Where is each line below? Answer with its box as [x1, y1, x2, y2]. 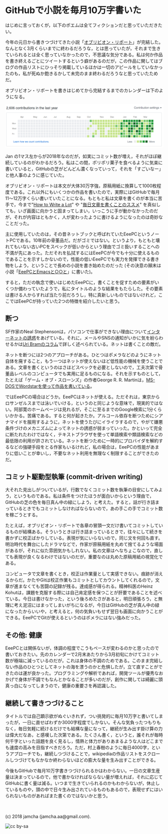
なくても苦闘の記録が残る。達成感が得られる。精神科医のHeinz [22, 583, 153, 590]
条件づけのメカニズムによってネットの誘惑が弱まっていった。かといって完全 [5, 425, 162, 431]
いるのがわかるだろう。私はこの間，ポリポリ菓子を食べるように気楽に [18, 159, 163, 166]
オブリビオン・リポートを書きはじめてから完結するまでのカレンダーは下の [5, 87, 159, 93]
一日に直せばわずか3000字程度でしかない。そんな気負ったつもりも [22, 719, 161, 725]
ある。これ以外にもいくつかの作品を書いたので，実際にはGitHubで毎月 [14, 189, 160, 195]
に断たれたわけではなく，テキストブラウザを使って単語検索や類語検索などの [5, 431, 163, 437]
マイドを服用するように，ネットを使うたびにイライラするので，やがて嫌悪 [9, 419, 163, 425]
